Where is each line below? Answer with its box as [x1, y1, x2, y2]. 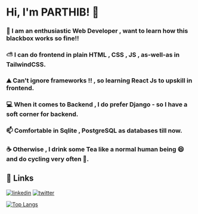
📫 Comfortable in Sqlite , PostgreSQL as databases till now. [6, 126, 182, 134]
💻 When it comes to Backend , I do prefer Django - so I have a [6, 100, 188, 108]
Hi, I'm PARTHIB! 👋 [6, 5, 100, 19]
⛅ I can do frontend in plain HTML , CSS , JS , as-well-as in [6, 51, 180, 59]
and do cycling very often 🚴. [6, 155, 89, 163]
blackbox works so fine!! [6, 34, 79, 42]
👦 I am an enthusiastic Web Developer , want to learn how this [6, 27, 188, 35]
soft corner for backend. [6, 110, 79, 118]
